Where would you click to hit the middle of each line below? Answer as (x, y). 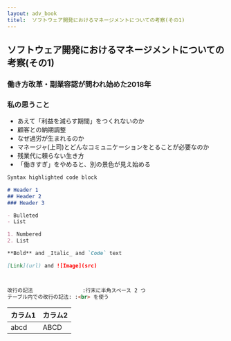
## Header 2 (24, 196)
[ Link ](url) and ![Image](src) (52, 265)
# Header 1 (23, 190)
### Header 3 (26, 203)
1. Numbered (24, 234)
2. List (18, 241)
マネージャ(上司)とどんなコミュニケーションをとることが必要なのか (113, 147)
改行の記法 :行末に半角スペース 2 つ (77, 290)
